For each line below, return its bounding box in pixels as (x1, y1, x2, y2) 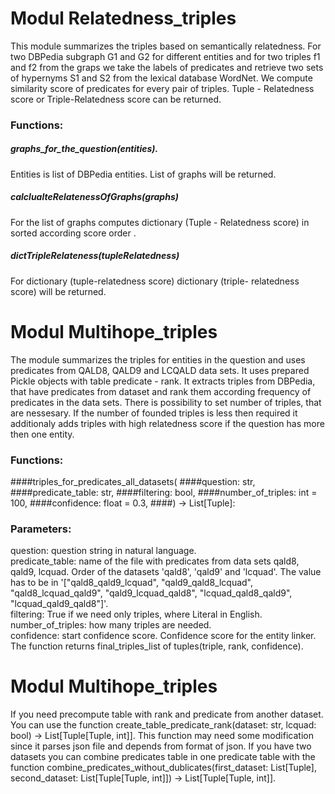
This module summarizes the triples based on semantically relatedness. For (10, 40, 322, 52)
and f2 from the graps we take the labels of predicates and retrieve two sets (10, 61, 324, 73)
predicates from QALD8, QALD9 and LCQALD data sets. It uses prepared (10, 364, 310, 376)
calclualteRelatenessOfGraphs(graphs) (10, 191, 179, 203)
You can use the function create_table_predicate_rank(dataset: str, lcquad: (10, 719, 317, 731)
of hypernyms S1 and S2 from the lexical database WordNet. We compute (10, 72, 313, 84)
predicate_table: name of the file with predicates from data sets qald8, (10, 555, 300, 567)
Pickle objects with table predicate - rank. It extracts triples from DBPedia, (10, 375, 316, 387)
